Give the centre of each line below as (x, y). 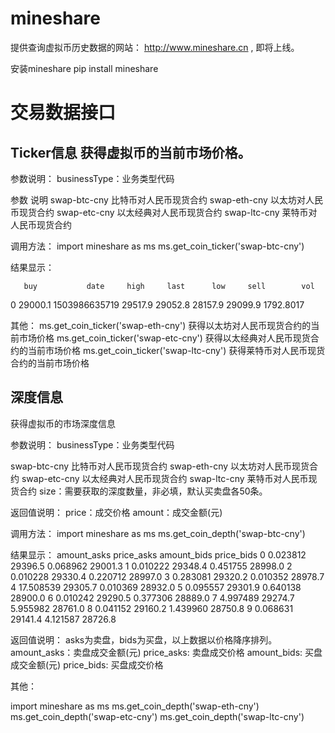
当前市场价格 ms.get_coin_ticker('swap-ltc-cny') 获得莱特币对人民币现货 (176, 350)
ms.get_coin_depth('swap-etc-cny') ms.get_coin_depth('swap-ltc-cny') (157, 716)
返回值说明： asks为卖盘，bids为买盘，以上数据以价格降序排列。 (144, 639)
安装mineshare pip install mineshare (84, 68)
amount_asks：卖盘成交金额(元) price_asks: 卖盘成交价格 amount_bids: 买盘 (166, 652)
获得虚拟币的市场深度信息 (63, 423)
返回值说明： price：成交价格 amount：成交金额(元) (116, 512)
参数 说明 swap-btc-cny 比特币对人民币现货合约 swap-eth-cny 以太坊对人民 (166, 199)
